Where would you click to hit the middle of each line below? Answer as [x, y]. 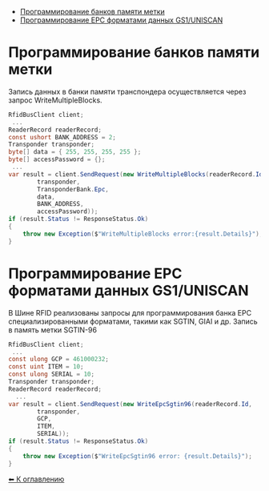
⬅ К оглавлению [36, 479]
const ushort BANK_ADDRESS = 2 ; [62, 137]
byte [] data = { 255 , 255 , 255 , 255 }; [75, 152]
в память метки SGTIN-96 [53, 330]
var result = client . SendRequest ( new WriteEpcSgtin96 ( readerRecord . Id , [130, 404]
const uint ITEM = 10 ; [46, 367]
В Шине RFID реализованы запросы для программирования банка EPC [130, 312]
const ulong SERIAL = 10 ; [51, 374]
